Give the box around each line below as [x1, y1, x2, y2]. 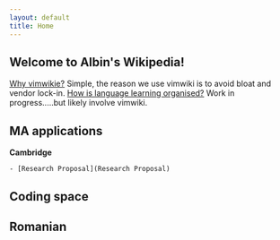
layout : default [9, 13, 70, 22]
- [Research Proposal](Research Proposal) [9, 165, 171, 174]
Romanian [9, 219, 67, 234]
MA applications [9, 123, 103, 139]
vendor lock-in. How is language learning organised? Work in [9, 88, 235, 99]
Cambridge [9, 147, 52, 158]
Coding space [9, 189, 89, 204]
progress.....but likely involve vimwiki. [9, 98, 148, 108]
